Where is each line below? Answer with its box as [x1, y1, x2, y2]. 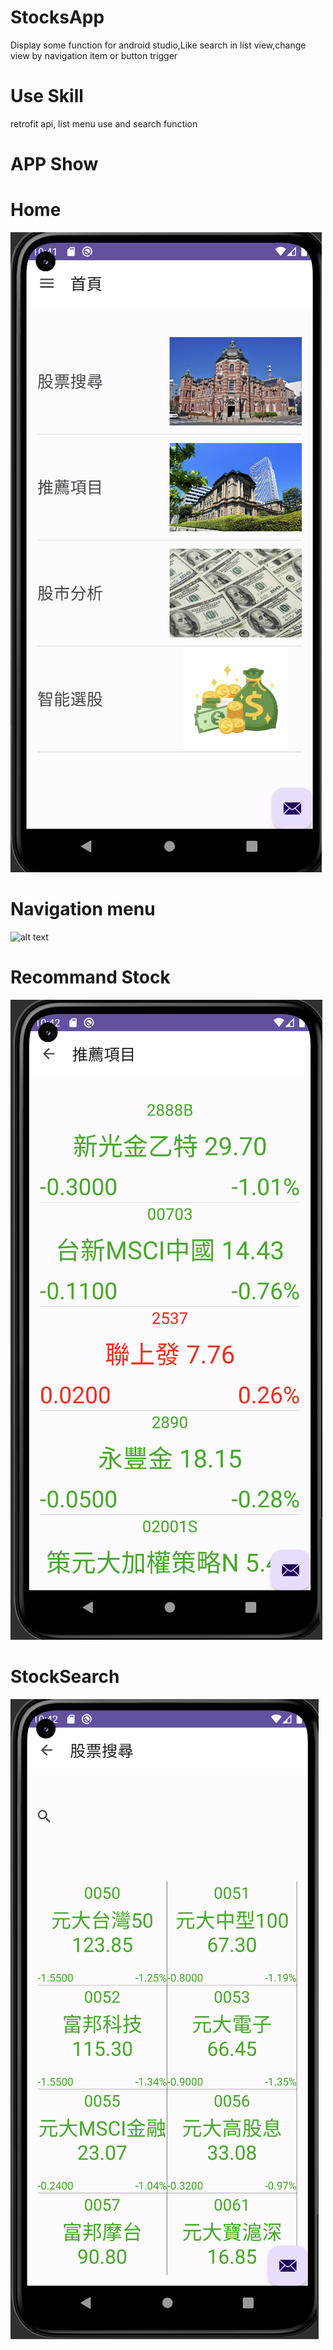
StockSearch [10, 1666, 120, 1688]
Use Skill [10, 85, 84, 108]
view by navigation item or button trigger [10, 49, 178, 61]
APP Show [10, 153, 99, 176]
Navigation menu [10, 898, 156, 921]
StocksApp [10, 6, 105, 29]
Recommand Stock [10, 966, 171, 989]
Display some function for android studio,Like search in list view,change [10, 39, 307, 51]
